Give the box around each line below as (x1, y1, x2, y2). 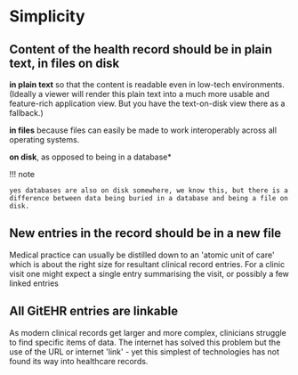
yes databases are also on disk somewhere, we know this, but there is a (9, 186, 289, 195)
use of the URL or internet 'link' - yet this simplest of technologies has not (9, 346, 280, 357)
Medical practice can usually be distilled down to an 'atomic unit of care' (9, 249, 275, 260)
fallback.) (9, 108, 44, 118)
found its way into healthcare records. (9, 355, 149, 366)
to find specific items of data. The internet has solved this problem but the (9, 337, 281, 347)
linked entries (9, 278, 60, 289)
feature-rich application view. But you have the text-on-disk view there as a (9, 98, 286, 109)
